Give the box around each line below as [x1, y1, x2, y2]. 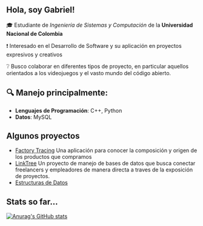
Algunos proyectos [6, 131, 80, 141]
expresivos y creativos [6, 51, 62, 58]
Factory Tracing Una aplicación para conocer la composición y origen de [15, 147, 198, 154]
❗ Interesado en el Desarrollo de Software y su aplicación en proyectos [6, 42, 182, 49]
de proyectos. [15, 173, 50, 180]
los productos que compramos [15, 153, 92, 161]
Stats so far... [6, 196, 59, 207]
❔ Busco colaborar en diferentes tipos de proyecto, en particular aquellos [6, 62, 189, 70]
